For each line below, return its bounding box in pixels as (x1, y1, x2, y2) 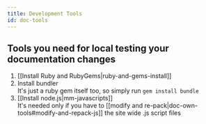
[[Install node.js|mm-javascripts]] (17, 94, 113, 102)
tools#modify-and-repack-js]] (17, 109, 103, 117)
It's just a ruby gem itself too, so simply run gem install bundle (17, 86, 200, 95)
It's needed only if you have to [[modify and (17, 102, 143, 110)
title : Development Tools (7, 10, 82, 17)
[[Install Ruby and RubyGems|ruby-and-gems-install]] (17, 72, 172, 80)
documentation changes (7, 53, 116, 65)
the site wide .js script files (104, 109, 181, 117)
